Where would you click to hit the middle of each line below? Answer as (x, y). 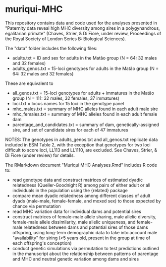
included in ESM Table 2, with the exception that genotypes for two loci (78, 144)
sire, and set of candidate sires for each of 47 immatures (70, 130)
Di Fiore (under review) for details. (40, 155)
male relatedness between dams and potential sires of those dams (80, 227)
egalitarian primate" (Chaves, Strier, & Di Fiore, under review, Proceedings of (83, 33)
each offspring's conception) (42, 243)
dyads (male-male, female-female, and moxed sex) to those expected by (86, 201)
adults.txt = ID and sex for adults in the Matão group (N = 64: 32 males (84, 58)
